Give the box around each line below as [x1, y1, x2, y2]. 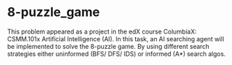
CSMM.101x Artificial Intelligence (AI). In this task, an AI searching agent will [7, 34, 224, 43]
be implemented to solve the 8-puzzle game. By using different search [7, 42, 210, 50]
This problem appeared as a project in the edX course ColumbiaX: [7, 27, 197, 36]
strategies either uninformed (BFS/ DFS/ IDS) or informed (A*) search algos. [7, 50, 226, 58]
